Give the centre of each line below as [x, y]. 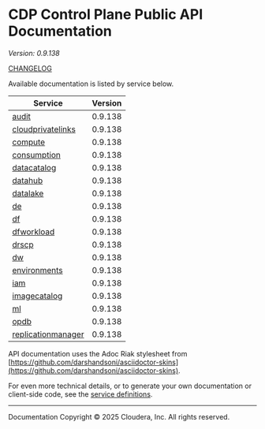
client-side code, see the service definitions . [80, 394]
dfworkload [34, 232]
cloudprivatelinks [44, 129]
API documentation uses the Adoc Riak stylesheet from [98, 353]
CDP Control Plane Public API [106, 15]
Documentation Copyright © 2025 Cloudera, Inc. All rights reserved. [119, 416]
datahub [28, 181]
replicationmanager [48, 334]
